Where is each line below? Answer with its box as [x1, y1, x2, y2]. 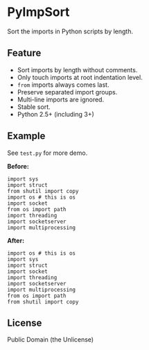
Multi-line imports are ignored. [17, 95, 105, 103]
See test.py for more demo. [7, 149, 88, 157]
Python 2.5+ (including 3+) [17, 110, 95, 118]
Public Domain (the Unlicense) [7, 335, 94, 344]
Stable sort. [17, 102, 51, 111]
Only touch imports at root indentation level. [17, 73, 143, 81]
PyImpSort [7, 4, 70, 20]
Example [7, 130, 46, 142]
